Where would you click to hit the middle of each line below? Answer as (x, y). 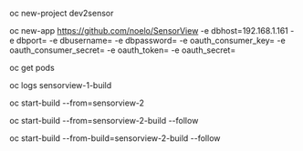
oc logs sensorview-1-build (61, 85)
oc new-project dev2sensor (62, 13)
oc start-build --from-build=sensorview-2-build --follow (115, 138)
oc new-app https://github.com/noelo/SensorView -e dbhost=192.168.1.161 (149, 30)
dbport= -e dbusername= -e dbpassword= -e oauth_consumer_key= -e (151, 40)
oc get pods (32, 68)
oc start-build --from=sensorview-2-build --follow (104, 121)
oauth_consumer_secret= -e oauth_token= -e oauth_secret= (123, 50)
